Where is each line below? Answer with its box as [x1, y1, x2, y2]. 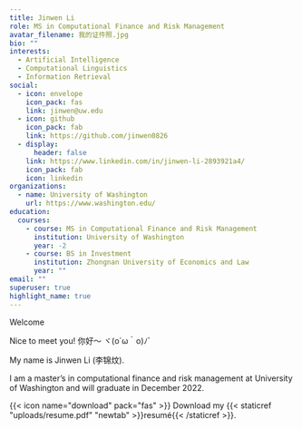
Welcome [9, 317, 45, 327]
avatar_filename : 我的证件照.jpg [9, 30, 129, 39]
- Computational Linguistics [17, 64, 128, 73]
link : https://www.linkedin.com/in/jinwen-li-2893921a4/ [25, 156, 246, 166]
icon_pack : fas [25, 97, 83, 107]
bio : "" [9, 38, 39, 48]
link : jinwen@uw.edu [25, 106, 103, 115]
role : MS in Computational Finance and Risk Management [9, 22, 225, 31]
